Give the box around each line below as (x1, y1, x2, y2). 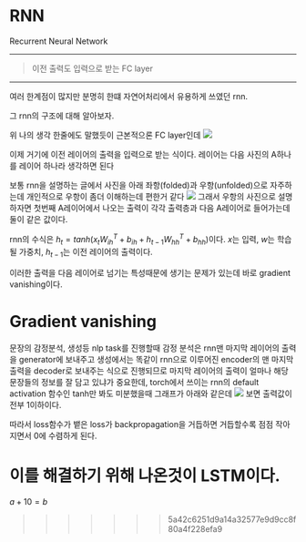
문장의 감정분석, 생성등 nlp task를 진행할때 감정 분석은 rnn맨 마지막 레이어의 (9, 343, 280, 353)
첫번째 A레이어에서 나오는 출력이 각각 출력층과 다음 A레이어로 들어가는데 (33, 202, 291, 213)
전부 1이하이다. (9, 400, 62, 411)
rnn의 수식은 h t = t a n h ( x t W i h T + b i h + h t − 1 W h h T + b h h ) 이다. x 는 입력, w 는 (9, 231, 275, 247)
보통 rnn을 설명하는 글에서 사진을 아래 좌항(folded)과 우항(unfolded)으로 (9, 179, 269, 190)
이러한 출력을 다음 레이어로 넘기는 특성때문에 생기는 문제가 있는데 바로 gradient (9, 268, 291, 279)
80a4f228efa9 (168, 524, 223, 535)
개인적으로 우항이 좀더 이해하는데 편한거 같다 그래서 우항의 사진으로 (25, 190, 276, 201)
